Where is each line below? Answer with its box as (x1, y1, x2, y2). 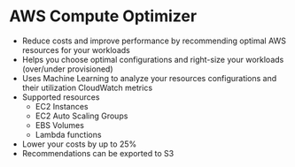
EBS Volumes (35, 119, 84, 130)
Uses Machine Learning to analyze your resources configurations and (21, 72, 277, 83)
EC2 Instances (35, 101, 89, 111)
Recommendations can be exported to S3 (21, 148, 175, 158)
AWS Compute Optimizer (9, 6, 198, 27)
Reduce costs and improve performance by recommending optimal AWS (21, 35, 286, 46)
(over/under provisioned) (21, 64, 113, 74)
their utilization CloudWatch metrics (21, 82, 153, 93)
